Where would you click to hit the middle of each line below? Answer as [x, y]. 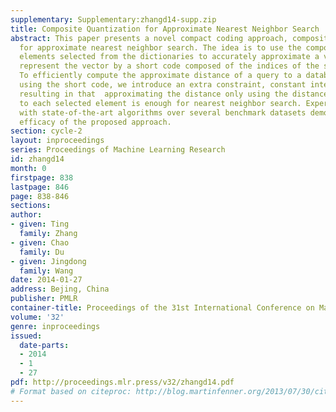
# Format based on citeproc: [71, 391]
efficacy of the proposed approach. [95, 122]
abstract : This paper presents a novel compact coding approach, [149, 38]
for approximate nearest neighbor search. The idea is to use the [160, 47]
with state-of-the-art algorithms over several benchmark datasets [163, 112]
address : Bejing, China [60, 289]
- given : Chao [40, 242]
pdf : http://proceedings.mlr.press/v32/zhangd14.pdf [122, 382]
